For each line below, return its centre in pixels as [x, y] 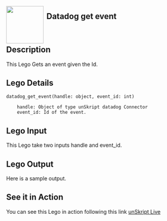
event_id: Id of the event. [52, 113]
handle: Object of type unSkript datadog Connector [82, 107]
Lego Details [30, 83]
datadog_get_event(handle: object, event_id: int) [70, 97]
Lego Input [27, 131]
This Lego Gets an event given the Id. [52, 64]
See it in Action [35, 197]
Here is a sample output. [36, 178]
